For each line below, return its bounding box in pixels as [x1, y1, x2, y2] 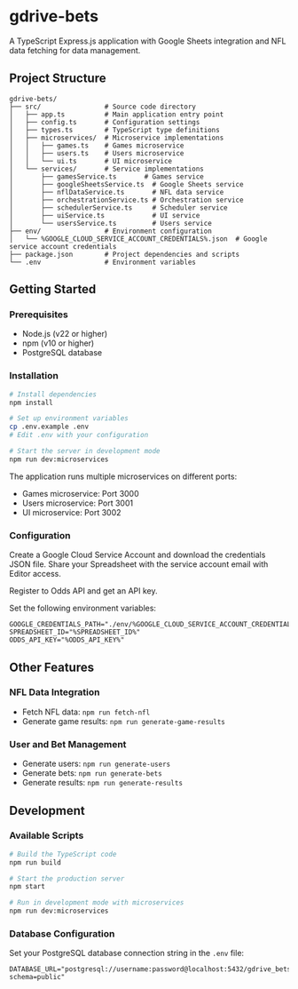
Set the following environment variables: [9, 602, 157, 614]
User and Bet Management [9, 738, 127, 750]
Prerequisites [9, 308, 68, 321]
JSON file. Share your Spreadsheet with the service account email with [9, 559, 269, 570]
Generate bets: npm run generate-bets [21, 768, 162, 778]
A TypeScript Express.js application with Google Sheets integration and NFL [9, 36, 286, 46]
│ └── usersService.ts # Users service [9, 219, 213, 227]
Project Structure [9, 71, 106, 86]
